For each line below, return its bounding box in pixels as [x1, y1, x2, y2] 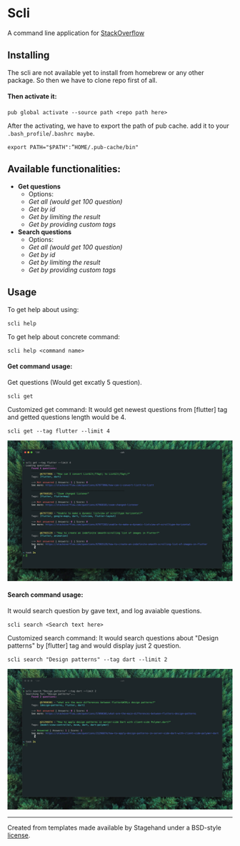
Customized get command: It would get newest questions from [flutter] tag [7, 405, 228, 413]
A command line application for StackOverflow [7, 29, 145, 37]
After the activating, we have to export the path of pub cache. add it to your [7, 121, 230, 130]
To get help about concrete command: [7, 332, 120, 341]
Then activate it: [7, 92, 57, 101]
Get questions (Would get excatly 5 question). [7, 378, 142, 386]
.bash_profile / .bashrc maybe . [7, 129, 95, 137]
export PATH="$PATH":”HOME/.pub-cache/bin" [7, 143, 139, 151]
